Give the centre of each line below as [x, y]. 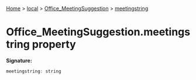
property [54, 45]
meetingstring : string [34, 71]
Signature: [19, 60]
